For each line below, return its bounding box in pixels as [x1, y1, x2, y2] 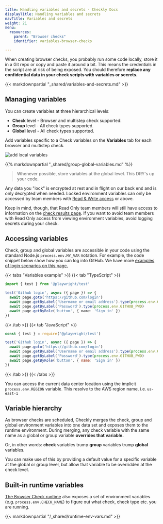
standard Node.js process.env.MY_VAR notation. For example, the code [5, 253, 145, 258]
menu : [5, 25, 16, 30]
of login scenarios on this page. [5, 263, 68, 269]
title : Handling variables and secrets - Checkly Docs [5, 7, 118, 12]
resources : [9, 30, 32, 34]
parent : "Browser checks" [14, 34, 66, 39]
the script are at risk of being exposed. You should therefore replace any [5, 67, 151, 72]
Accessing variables [5, 234, 68, 243]
